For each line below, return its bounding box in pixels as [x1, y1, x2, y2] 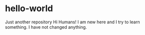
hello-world [5, 3, 54, 14]
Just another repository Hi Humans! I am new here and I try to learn [5, 19, 140, 25]
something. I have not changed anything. [5, 24, 87, 30]
